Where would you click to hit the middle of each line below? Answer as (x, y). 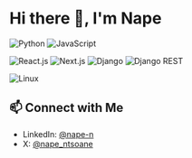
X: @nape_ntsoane (58, 144)
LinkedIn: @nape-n (58, 134)
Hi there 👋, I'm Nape (86, 19)
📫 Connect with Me (67, 108)
